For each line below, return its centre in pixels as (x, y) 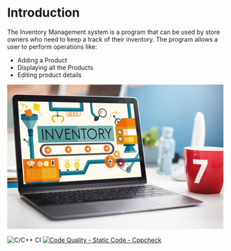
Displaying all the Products (55, 67)
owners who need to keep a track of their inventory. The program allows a (112, 39)
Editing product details (49, 75)
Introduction (44, 13)
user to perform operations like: (52, 46)
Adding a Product (42, 60)
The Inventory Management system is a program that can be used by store (113, 32)
